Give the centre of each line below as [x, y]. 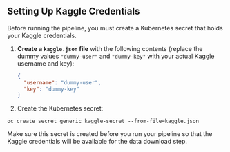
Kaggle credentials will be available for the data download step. [97, 142]
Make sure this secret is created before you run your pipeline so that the [110, 134]
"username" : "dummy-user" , [63, 82]
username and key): [46, 63]
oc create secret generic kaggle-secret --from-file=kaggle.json [103, 121]
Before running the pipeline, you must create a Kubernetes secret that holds [115, 28]
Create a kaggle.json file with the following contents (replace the [110, 48]
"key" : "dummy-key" [52, 89]
